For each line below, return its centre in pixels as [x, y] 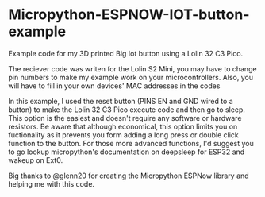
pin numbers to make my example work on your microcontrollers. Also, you [131, 77]
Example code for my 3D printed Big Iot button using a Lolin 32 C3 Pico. [126, 53]
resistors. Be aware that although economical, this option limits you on [123, 126]
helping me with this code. [52, 183]
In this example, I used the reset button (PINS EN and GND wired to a [121, 101]
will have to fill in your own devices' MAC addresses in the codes [114, 86]
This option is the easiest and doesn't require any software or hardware [125, 118]
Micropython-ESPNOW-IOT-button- [129, 15]
